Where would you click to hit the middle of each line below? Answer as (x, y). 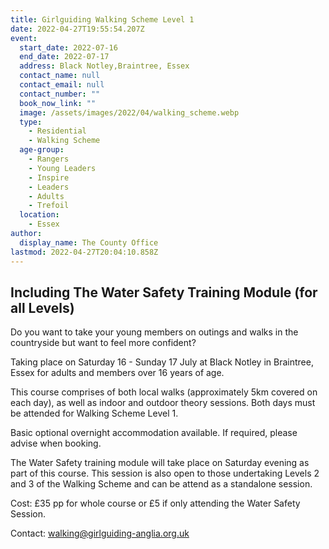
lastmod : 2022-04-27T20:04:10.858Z (84, 252)
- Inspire (49, 177)
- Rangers (49, 159)
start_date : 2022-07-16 (68, 47)
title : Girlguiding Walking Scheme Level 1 (102, 19)
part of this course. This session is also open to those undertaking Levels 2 (165, 473)
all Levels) (42, 307)
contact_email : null (62, 85)
